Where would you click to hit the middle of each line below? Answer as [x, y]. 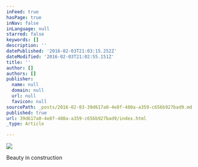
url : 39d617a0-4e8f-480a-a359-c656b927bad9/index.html [76, 118]
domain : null [28, 90]
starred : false [25, 34]
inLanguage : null [28, 29]
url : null [24, 96]
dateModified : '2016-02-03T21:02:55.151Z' [60, 57]
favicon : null [29, 101]
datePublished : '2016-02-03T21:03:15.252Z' [62, 51]
